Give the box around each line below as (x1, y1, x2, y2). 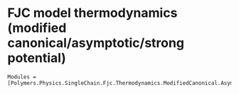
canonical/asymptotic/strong (7, 35, 185, 51)
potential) (7, 50, 66, 66)
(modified (7, 20, 67, 36)
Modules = (7, 73, 37, 81)
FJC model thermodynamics (7, 5, 178, 21)
